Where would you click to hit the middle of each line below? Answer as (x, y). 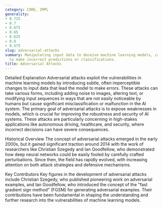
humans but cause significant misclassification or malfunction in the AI (76, 104)
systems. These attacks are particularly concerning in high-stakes (71, 119)
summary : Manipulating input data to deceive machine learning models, (79, 55)
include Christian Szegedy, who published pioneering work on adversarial (79, 180)
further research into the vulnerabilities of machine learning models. (73, 200)
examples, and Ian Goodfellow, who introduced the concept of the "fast (76, 185)
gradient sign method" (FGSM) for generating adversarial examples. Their (79, 190)
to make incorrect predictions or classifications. (63, 59)
